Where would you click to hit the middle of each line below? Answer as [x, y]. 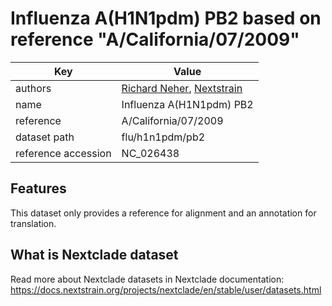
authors [33, 88]
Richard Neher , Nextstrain [182, 88]
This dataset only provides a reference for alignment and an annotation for [163, 213]
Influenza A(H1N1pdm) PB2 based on [166, 18]
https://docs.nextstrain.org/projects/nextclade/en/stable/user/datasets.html [166, 289]
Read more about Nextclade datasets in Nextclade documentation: [147, 279]
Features [38, 188]
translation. [33, 223]
